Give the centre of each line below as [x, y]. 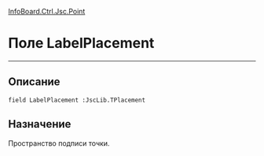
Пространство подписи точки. [59, 143]
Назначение [40, 124]
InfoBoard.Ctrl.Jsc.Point [47, 11]
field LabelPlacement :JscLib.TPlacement [77, 100]
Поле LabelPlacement [81, 43]
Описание [34, 82]
